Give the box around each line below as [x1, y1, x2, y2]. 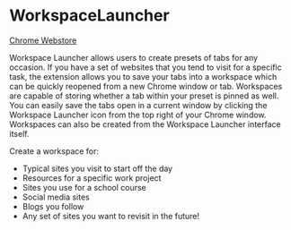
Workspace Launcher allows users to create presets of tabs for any [9, 52, 259, 63]
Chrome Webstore [9, 35, 77, 46]
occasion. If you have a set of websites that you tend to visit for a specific [9, 62, 282, 72]
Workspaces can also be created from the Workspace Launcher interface [9, 118, 281, 130]
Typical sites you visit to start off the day [22, 163, 173, 174]
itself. [9, 128, 30, 139]
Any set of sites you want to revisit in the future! [22, 210, 200, 221]
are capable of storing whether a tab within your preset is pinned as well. [9, 90, 279, 101]
